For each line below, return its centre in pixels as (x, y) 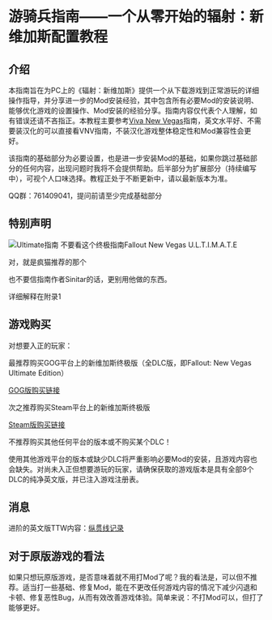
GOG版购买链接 (34, 390)
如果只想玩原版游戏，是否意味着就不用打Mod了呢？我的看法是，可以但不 (130, 577)
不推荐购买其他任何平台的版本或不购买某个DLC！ (90, 442)
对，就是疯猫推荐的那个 (47, 262)
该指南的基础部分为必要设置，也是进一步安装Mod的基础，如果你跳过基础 (130, 158)
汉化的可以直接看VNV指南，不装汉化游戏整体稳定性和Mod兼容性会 (133, 131)
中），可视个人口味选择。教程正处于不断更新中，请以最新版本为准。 (120, 178)
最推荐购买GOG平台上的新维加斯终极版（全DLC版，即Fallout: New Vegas (130, 362)
